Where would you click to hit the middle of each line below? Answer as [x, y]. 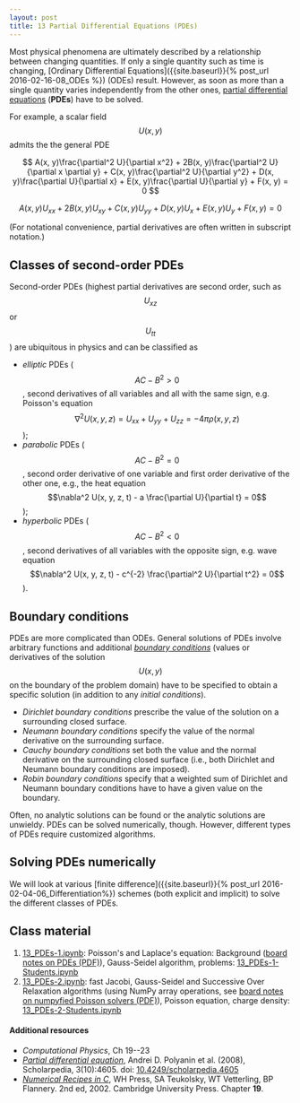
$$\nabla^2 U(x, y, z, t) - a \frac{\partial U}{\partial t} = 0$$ [157, 498]
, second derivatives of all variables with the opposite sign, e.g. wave [150, 551]
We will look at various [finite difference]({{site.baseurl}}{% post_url [135, 883]
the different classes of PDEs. [64, 903]
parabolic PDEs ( [53, 444]
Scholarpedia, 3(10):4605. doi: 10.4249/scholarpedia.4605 [130, 1069]
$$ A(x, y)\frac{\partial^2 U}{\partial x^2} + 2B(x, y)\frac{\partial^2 [145, 161]
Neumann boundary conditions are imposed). [106, 769]
